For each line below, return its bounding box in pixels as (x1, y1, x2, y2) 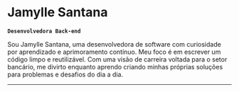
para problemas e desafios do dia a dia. (7, 70, 123, 79)
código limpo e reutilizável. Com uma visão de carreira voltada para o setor (7, 54, 228, 64)
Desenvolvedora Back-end (7, 28, 81, 35)
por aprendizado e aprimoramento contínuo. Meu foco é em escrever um (7, 47, 221, 56)
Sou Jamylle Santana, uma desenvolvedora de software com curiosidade (7, 40, 222, 48)
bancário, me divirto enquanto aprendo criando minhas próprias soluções (7, 62, 223, 71)
